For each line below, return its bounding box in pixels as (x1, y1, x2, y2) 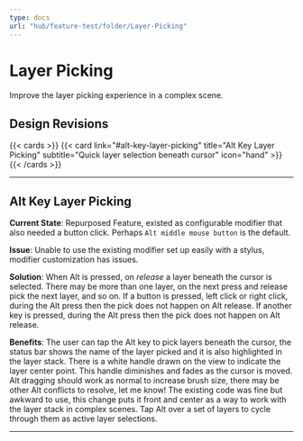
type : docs (9, 13, 50, 22)
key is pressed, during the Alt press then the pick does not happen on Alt (9, 310, 281, 320)
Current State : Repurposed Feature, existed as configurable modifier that (9, 218, 282, 229)
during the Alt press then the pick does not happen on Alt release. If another (9, 301, 293, 311)
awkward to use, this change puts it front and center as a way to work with (9, 394, 287, 405)
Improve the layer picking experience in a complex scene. (9, 90, 224, 101)
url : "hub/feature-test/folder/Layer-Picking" (9, 22, 188, 31)
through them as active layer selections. (9, 413, 158, 424)
